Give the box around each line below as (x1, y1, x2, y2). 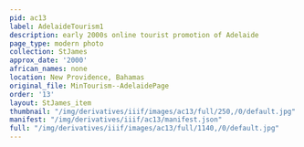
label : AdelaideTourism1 (9, 22, 104, 31)
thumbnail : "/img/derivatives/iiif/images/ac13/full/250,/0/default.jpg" (9, 107, 297, 116)
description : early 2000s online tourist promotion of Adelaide (9, 30, 259, 39)
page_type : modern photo (9, 38, 104, 48)
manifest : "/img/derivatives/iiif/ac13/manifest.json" (9, 115, 223, 124)
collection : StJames (9, 47, 89, 57)
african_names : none (9, 65, 89, 74)
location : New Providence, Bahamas (9, 73, 145, 82)
